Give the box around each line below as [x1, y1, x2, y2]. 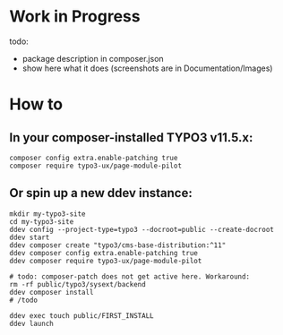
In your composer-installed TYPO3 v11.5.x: [9, 130, 253, 145]
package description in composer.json [21, 53, 164, 64]
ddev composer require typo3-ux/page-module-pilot [9, 256, 202, 265]
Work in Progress [9, 6, 141, 27]
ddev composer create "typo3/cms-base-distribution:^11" [9, 240, 227, 250]
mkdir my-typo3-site [9, 209, 87, 219]
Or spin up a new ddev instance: [9, 185, 193, 201]
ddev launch [9, 319, 54, 328]
